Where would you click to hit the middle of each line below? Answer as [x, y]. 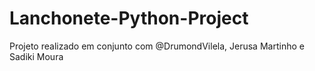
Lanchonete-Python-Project [129, 18]
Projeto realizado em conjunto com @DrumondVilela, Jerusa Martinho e [157, 46]
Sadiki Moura [36, 56]
